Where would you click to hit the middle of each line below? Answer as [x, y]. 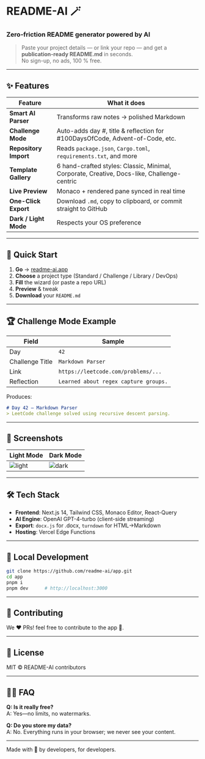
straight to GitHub [82, 209]
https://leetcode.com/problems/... [110, 371]
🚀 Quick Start [32, 255]
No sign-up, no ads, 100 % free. [61, 61]
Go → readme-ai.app [41, 270]
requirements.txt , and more [97, 156]
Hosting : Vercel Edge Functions [55, 532]
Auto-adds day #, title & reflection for [110, 131]
